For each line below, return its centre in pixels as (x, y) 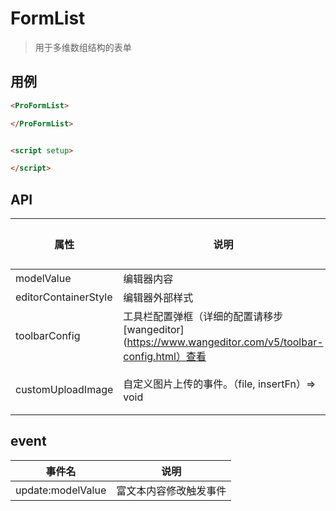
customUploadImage (64, 390)
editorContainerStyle (64, 297)
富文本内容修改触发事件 (171, 490)
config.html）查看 (165, 357)
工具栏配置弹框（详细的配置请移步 (203, 317)
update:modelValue (61, 490)
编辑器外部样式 (158, 298)
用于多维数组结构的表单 (83, 47)
